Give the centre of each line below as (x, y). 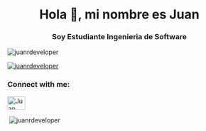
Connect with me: (39, 85)
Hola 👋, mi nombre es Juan (119, 15)
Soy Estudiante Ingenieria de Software (119, 37)
